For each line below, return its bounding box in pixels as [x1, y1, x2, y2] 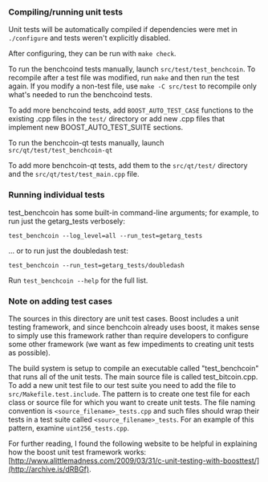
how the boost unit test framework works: [8, 447, 147, 456]
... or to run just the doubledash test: [8, 246, 128, 255]
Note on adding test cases [8, 296, 112, 307]
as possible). [8, 348, 51, 357]
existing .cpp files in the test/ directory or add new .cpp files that [8, 114, 225, 124]
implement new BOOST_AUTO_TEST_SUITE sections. [8, 123, 184, 133]
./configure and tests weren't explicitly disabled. [8, 33, 171, 43]
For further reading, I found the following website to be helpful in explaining [8, 439, 258, 448]
